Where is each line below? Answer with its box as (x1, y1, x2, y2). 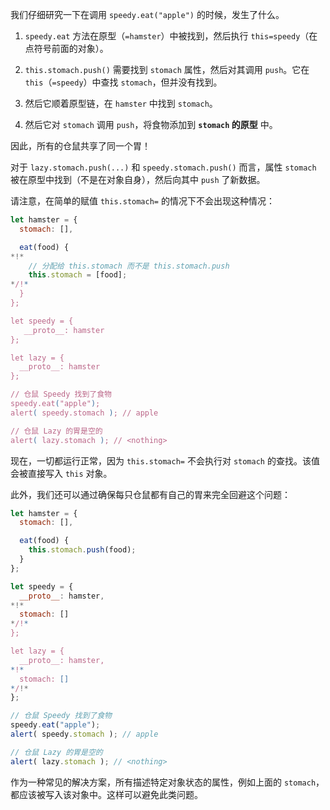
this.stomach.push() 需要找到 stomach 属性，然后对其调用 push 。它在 (24, 64, 310, 75)
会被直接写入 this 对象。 (10, 467, 113, 479)
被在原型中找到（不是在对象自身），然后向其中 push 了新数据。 (10, 174, 266, 185)
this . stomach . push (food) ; (28, 545, 137, 555)
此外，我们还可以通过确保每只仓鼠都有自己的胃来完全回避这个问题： (10, 488, 291, 500)
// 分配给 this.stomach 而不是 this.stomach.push (28, 261, 230, 271)
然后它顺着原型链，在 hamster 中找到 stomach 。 (24, 98, 218, 109)
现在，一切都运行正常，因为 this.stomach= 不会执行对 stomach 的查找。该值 (10, 454, 320, 467)
